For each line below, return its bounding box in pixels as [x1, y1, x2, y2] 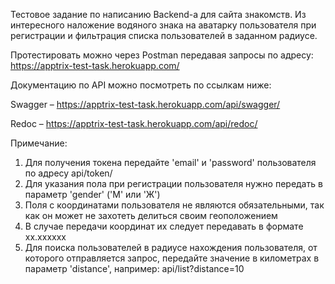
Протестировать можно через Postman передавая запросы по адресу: [10, 49, 314, 61]
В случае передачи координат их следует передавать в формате [24, 220, 304, 232]
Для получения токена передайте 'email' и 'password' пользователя [24, 157, 317, 168]
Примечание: [10, 137, 68, 149]
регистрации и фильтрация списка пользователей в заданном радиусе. [10, 30, 318, 41]
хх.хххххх [24, 231, 67, 243]
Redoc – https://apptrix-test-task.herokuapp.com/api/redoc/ [10, 118, 258, 129]
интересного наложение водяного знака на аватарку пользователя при [10, 19, 317, 31]
